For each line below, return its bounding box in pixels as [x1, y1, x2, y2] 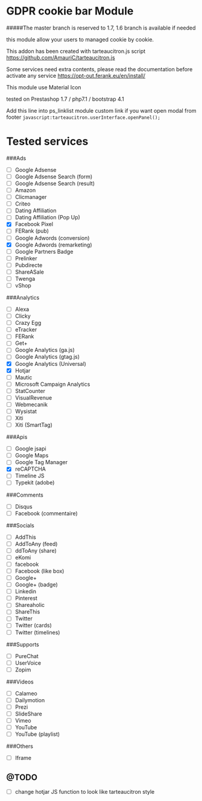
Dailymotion [14, 696, 45, 703]
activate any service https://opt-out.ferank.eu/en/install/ [6, 72, 146, 79]
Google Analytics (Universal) [14, 360, 86, 367]
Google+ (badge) [14, 581, 58, 588]
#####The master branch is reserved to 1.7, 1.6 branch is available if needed [6, 24, 196, 31]
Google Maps [14, 452, 49, 459]
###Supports [6, 641, 39, 648]
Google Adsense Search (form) [14, 173, 93, 180]
